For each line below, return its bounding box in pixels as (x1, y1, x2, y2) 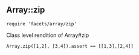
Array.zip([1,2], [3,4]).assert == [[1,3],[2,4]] (6, 43, 134, 49)
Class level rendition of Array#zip (6, 31, 89, 39)
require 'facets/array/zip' (6, 21, 77, 27)
